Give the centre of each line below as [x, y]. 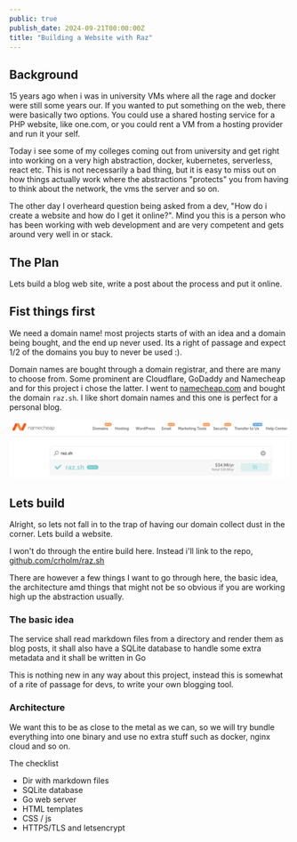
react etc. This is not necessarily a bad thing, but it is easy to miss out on [143, 170]
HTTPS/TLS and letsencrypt [74, 828]
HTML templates [52, 808]
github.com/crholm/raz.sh [57, 560]
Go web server [49, 799]
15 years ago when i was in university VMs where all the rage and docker [143, 96]
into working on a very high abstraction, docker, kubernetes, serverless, [141, 161]
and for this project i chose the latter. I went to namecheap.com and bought [148, 388]
